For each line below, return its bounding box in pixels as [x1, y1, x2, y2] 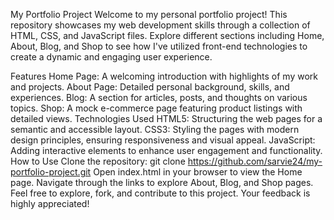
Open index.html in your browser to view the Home [93, 166, 303, 178]
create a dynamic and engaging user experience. [10, 51, 213, 63]
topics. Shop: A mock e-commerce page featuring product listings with [10, 102, 303, 114]
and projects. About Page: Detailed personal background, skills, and [10, 81, 290, 93]
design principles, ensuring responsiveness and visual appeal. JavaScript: [10, 134, 316, 146]
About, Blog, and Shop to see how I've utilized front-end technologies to [10, 40, 308, 52]
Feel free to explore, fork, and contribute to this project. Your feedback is [10, 187, 311, 199]
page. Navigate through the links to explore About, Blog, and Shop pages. [10, 177, 314, 188]
